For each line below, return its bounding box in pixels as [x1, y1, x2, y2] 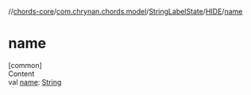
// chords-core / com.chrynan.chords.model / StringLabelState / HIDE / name [8, 7, 243, 16]
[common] [8, 60, 42, 70]
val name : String [8, 77, 62, 86]
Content [8, 69, 35, 78]
